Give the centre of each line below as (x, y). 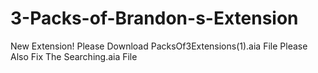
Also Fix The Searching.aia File (74, 56)
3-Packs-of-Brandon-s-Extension (154, 18)
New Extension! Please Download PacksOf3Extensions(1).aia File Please (159, 46)
